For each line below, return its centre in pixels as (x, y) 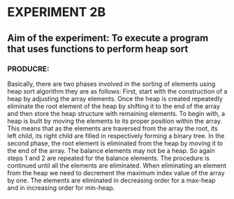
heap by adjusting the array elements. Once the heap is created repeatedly (115, 98)
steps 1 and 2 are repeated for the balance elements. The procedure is (108, 158)
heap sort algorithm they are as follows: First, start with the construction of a (117, 91)
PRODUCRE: (28, 68)
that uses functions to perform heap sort (98, 49)
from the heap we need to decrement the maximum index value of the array (116, 172)
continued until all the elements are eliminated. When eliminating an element (117, 165)
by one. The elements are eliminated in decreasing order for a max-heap (111, 180)
